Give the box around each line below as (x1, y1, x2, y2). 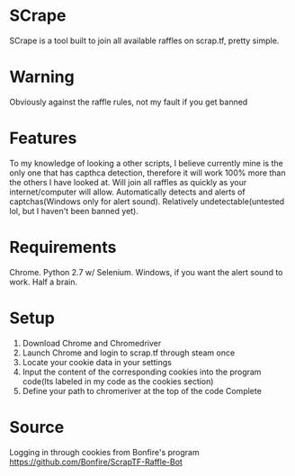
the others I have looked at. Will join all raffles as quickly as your (9, 176, 247, 187)
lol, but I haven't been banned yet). (9, 205, 139, 216)
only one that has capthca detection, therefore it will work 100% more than (9, 167, 286, 178)
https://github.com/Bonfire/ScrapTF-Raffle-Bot (9, 456, 183, 467)
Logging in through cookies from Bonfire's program (9, 446, 200, 457)
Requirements (9, 238, 117, 257)
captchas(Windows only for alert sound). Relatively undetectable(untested (9, 195, 285, 207)
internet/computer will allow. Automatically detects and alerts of (9, 186, 246, 197)
